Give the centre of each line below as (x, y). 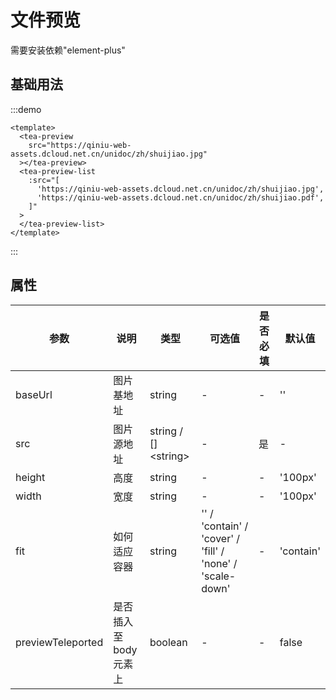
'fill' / (213, 551)
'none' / (219, 563)
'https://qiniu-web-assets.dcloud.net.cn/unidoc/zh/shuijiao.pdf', (180, 197)
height (30, 477)
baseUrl (34, 394)
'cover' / (221, 538)
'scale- (219, 576)
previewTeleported (59, 642)
